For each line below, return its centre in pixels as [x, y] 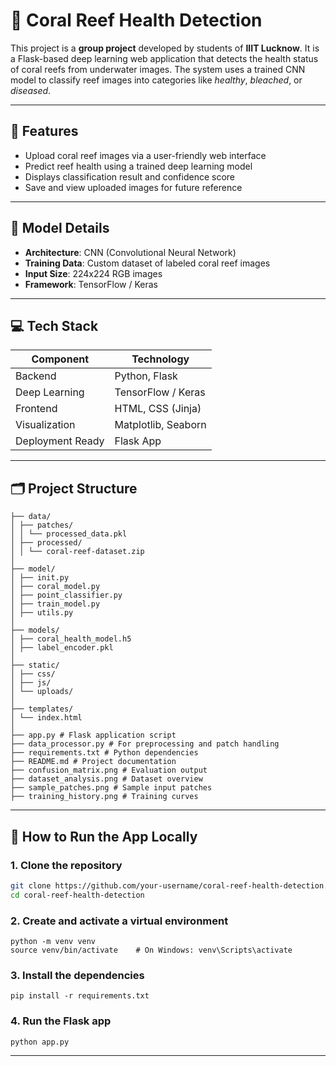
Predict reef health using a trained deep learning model [138, 166]
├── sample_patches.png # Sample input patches [111, 788]
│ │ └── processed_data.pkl [69, 534]
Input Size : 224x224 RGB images [93, 273]
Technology [160, 359]
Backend [36, 376]
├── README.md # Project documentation [93, 762]
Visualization [45, 425]
